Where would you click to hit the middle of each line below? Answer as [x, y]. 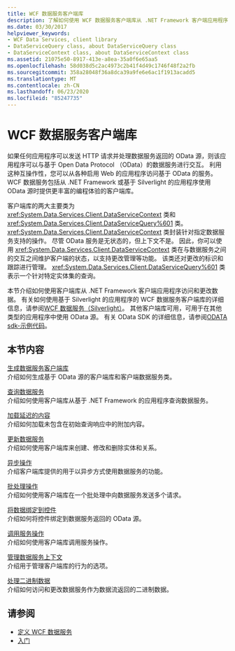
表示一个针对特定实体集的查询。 [53, 275]
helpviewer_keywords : [39, 33]
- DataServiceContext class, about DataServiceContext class [98, 53]
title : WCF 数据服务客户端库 [45, 14]
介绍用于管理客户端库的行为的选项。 [59, 566]
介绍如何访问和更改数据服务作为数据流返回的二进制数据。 [90, 589]
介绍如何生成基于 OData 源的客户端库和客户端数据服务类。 [92, 377]
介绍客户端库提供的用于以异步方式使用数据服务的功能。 [87, 471]
